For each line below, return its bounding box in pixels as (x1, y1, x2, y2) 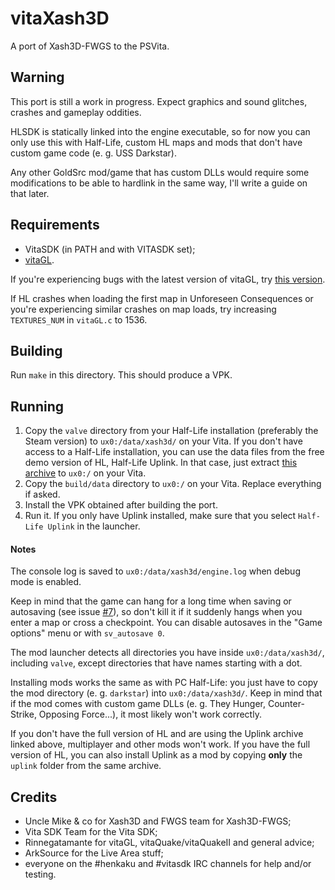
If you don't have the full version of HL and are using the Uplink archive (10, 728, 304, 740)
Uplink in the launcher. (47, 520, 141, 532)
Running (10, 398, 65, 415)
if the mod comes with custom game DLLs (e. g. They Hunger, (10, 698, 266, 710)
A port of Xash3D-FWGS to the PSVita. (10, 40, 170, 52)
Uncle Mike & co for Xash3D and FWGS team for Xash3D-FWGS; (24, 815, 292, 827)
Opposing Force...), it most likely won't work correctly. (38, 708, 262, 721)
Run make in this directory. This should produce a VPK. (10, 369, 233, 381)
